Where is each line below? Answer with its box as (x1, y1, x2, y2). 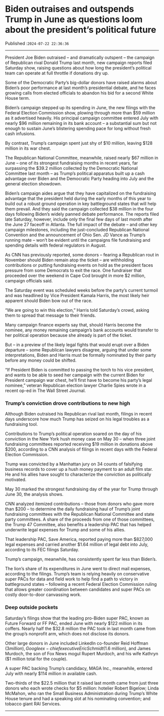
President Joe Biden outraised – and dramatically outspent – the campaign (5, 54, 155, 60)
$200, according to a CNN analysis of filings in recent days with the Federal (5, 446, 158, 452)
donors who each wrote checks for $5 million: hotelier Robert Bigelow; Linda (5, 685, 159, 691)
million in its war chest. (5, 145, 51, 151)
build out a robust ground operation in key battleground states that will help (5, 201, 157, 207)
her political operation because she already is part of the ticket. (5, 332, 133, 338)
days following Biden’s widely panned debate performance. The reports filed (5, 211, 159, 217)
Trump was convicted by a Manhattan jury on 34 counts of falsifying (5, 461, 143, 467)
